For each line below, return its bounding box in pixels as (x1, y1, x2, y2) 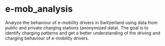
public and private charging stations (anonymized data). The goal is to (5, 24, 149, 30)
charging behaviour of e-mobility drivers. (5, 35, 89, 41)
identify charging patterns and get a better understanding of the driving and (5, 30, 161, 36)
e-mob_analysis (5, 3, 73, 15)
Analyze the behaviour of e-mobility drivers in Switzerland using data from (5, 20, 158, 25)
